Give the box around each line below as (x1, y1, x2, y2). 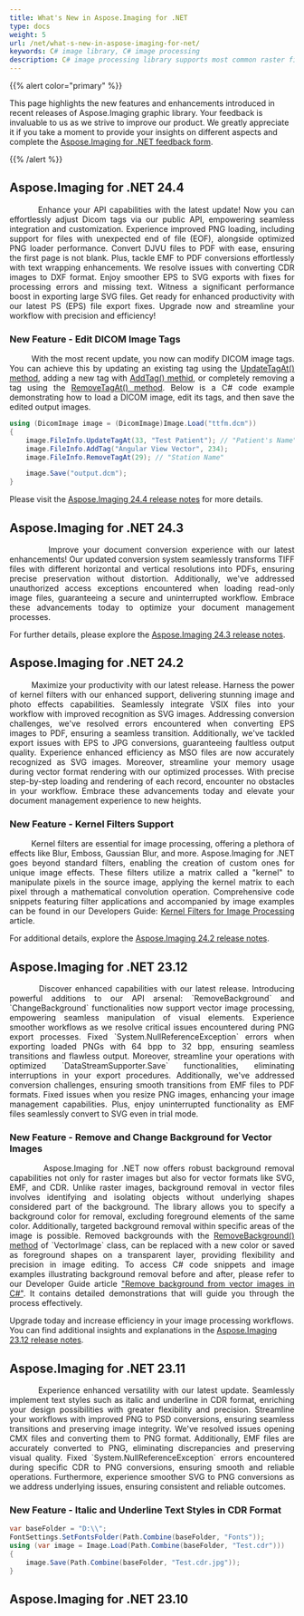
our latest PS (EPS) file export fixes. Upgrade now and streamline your (9, 300, 295, 311)
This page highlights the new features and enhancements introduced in (9, 98, 276, 109)
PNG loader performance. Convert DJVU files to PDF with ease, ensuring (9, 242, 295, 254)
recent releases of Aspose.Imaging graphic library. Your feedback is (9, 108, 263, 118)
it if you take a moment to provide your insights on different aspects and (9, 127, 278, 137)
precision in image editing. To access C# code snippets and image (9, 1259, 295, 1270)
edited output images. (9, 402, 91, 412)
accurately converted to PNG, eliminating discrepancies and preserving (9, 1443, 295, 1454)
